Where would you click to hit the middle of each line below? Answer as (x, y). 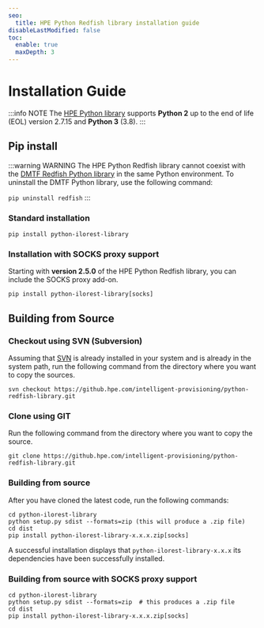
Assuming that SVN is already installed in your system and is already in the (130, 358)
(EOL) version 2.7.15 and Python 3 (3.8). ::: (77, 121)
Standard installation (49, 218)
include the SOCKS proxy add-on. (63, 280)
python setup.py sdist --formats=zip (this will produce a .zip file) (127, 521)
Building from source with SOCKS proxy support (103, 579)
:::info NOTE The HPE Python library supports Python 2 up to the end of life (131, 113)
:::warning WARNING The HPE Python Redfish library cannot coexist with (127, 165)
